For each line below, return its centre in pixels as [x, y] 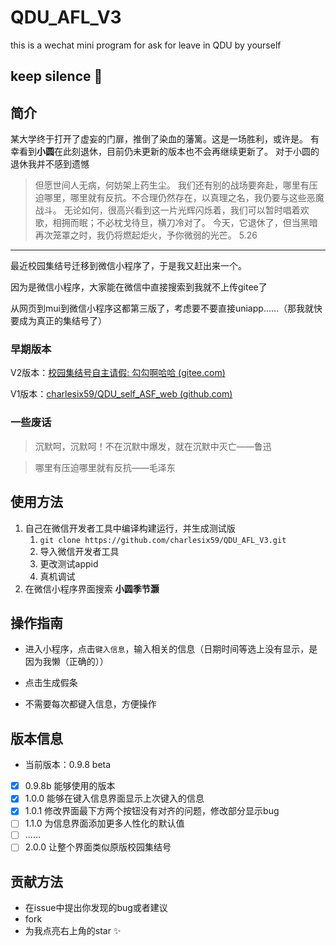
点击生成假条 [51, 683]
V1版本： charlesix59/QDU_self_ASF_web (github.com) [121, 394]
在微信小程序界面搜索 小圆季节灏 [92, 588]
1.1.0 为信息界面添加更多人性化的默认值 [104, 823]
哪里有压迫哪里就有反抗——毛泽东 [105, 467]
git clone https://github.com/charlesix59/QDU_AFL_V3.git [163, 540]
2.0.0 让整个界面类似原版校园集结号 [98, 847]
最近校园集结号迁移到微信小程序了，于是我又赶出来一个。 [128, 266]
